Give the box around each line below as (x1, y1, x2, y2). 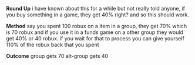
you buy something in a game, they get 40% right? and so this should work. (6, 11, 190, 18)
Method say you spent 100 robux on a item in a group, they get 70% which (6, 23, 187, 29)
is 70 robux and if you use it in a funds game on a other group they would (6, 29, 184, 36)
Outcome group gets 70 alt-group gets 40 (6, 53, 109, 59)
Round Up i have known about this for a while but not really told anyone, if (6, 5, 185, 12)
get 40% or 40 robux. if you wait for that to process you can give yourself (6, 35, 185, 42)
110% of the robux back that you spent (6, 41, 99, 48)
